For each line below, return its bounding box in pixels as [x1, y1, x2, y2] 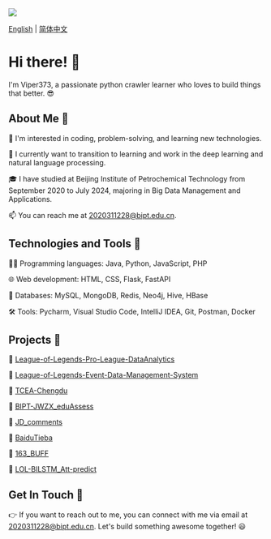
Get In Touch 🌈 [8, 488, 84, 502]
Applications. [8, 194, 53, 203]
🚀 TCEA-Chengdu [8, 386, 68, 396]
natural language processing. [8, 157, 106, 167]
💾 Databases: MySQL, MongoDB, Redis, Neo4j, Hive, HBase [8, 290, 209, 300]
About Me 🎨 [8, 112, 69, 126]
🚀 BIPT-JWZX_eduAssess [8, 401, 94, 412]
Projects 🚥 [8, 332, 62, 347]
